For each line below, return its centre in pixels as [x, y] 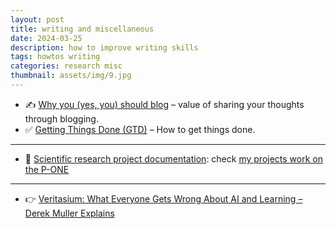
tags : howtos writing [55, 57]
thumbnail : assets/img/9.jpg [71, 76]
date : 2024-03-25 [46, 38]
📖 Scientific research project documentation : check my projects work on [173, 158]
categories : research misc [66, 66]
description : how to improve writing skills [104, 47]
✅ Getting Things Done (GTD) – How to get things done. [140, 129]
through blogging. [61, 118]
